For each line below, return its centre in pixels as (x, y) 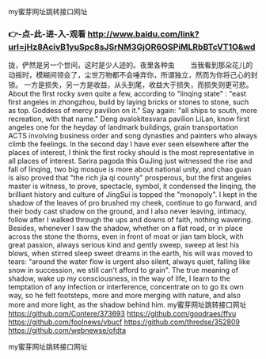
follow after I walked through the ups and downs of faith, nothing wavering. (131, 220)
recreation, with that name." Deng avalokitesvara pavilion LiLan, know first (129, 119)
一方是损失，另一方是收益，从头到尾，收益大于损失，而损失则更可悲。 (138, 85)
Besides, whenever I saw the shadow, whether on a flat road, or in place (125, 229)
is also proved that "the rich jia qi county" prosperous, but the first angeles (130, 178)
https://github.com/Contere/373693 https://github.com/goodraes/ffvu (122, 314)
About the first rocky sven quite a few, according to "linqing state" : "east (127, 94)
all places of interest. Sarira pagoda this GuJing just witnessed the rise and (130, 161)
